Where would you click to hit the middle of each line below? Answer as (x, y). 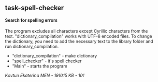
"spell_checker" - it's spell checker (47, 61)
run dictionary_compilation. (32, 46)
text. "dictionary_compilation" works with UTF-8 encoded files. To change (79, 36)
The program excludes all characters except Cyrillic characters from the (77, 31)
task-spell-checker (35, 8)
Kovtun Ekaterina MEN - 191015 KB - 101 (45, 75)
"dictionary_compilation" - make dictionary (54, 55)
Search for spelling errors (31, 20)
